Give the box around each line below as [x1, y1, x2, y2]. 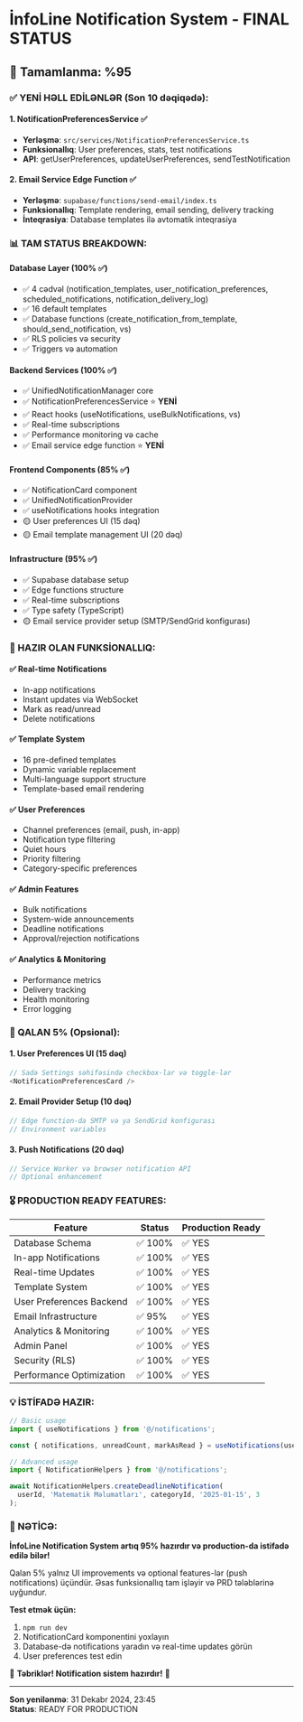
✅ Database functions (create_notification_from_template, [22, 314, 238, 324]
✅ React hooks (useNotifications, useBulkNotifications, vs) [22, 409, 241, 420]
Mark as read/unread [22, 703, 101, 714]
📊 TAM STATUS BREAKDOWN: [9, 237, 147, 249]
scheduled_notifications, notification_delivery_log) [22, 294, 209, 304]
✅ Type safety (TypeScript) [22, 604, 124, 615]
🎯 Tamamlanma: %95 [9, 64, 133, 80]
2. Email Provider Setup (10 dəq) [9, 1096, 133, 1107]
